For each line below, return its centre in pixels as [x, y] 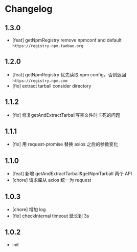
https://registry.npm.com [40, 81]
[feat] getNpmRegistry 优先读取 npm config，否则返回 [69, 74]
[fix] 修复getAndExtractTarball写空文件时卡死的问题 [66, 115]
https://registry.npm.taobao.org [48, 46]
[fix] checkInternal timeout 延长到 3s [51, 216]
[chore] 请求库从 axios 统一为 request [52, 180]
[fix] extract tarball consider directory [52, 86]
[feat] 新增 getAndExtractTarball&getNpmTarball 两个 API [72, 174]
